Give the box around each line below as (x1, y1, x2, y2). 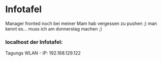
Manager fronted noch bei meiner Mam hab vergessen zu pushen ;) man (5, 20, 157, 26)
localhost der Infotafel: (5, 38, 63, 45)
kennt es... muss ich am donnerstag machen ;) (5, 25, 103, 32)
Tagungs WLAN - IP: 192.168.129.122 (5, 50, 81, 56)
